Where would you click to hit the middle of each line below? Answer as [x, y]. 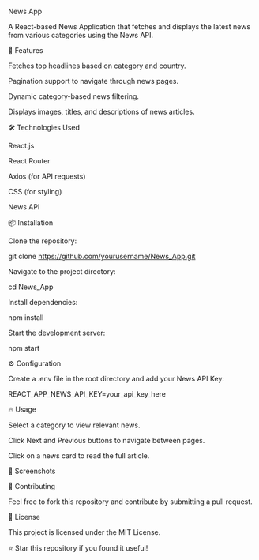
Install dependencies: [43, 302]
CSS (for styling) [35, 192]
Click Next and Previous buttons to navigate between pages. [107, 440]
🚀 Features [26, 50]
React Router [29, 161]
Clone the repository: [43, 241]
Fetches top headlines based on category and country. [98, 66]
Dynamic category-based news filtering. [74, 96]
